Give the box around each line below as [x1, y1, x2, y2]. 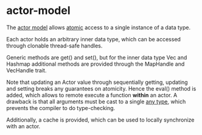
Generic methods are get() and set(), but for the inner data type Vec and [6, 54, 187, 61]
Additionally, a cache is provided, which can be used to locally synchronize [6, 116, 195, 123]
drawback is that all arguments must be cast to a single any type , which [6, 98, 186, 105]
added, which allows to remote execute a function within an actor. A [6, 91, 178, 99]
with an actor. [6, 122, 41, 130]
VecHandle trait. [6, 66, 47, 74]
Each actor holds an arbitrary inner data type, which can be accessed [6, 35, 181, 43]
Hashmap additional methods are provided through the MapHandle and [6, 60, 185, 67]
